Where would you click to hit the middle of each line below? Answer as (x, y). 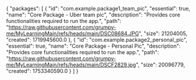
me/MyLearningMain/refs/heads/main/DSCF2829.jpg (71, 65)
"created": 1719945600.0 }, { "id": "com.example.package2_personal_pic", (97, 40)
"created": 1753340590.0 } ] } (42, 71)
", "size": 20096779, (160, 65)
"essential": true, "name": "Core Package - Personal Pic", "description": (93, 46)
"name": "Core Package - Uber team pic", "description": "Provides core (93, 15)
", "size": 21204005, (163, 34)
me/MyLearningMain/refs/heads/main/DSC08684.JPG (73, 34)
